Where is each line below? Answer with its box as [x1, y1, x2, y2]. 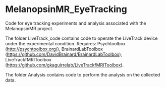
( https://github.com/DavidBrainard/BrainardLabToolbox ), [5, 51, 123, 57]
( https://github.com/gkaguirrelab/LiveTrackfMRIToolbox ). [5, 62, 124, 68]
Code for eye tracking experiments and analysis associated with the [5, 20, 146, 26]
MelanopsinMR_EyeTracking [5, 4, 127, 15]
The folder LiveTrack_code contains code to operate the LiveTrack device [5, 35, 158, 41]
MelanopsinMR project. [5, 25, 54, 31]
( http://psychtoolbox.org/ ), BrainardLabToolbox [5, 46, 103, 52]
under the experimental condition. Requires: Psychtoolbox [5, 40, 126, 46]
